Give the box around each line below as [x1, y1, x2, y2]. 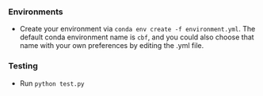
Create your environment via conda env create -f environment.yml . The [19, 24, 256, 34]
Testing [8, 61, 38, 72]
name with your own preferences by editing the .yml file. [19, 41, 204, 50]
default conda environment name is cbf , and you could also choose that [19, 32, 255, 42]
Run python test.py [19, 78, 85, 88]
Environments [8, 6, 63, 17]
